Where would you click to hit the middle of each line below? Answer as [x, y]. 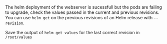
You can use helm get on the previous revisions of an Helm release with [79, 18]
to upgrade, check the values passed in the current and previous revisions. [82, 12]
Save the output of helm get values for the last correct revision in [72, 32]
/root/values [19, 37]
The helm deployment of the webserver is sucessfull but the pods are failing [84, 7]
